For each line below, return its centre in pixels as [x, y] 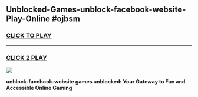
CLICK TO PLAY [29, 36]
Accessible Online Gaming [39, 88]
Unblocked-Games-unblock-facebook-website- [96, 10]
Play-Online [28, 19]
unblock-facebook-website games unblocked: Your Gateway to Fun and [96, 81]
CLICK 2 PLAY [27, 58]
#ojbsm [66, 19]
